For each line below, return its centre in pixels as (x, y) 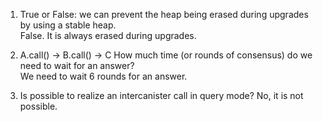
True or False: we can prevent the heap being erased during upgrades (164, 14)
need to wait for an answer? (77, 65)
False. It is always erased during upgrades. (108, 35)
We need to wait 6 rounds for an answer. (103, 76)
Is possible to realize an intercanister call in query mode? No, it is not (161, 95)
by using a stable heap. (68, 25)
